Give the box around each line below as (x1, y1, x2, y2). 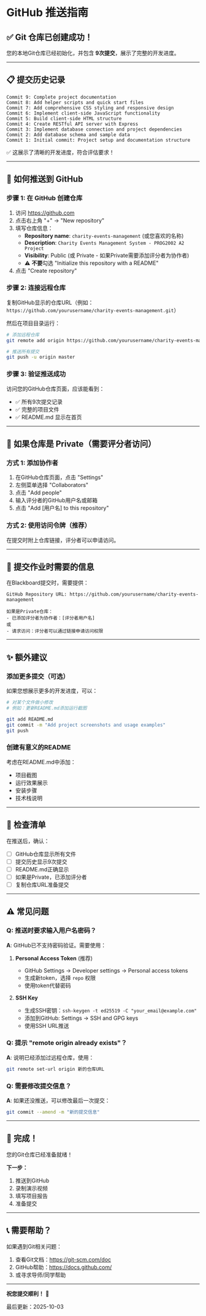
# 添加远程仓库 (6, 332, 40, 338)
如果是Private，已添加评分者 (15, 873, 87, 881)
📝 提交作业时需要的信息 (6, 562, 94, 572)
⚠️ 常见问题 (6, 906, 49, 917)
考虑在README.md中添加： (6, 758, 77, 765)
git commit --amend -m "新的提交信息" (6, 1109, 100, 1115)
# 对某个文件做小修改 (6, 700, 53, 706)
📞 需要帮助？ (6, 1225, 52, 1236)
